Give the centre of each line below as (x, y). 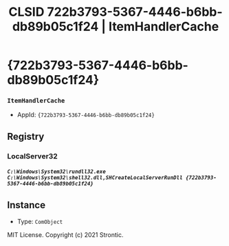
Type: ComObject (40, 222)
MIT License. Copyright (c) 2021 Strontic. (65, 235)
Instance (26, 205)
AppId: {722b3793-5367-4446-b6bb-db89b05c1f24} (86, 115)
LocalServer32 (33, 156)
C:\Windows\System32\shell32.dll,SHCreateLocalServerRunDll (95, 178)
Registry (26, 136)
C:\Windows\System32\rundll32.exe (57, 172)
